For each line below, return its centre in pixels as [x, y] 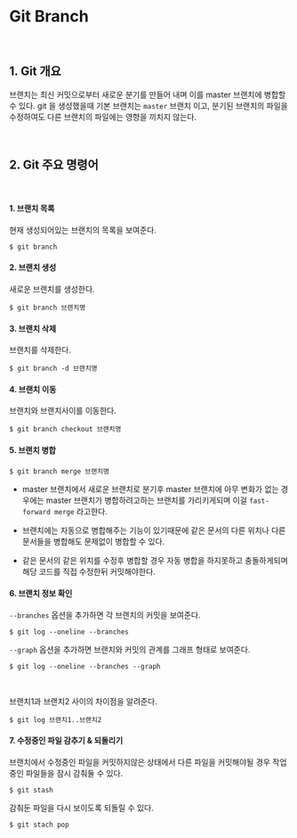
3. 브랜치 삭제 [33, 328]
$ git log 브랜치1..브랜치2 [56, 719]
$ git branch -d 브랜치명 [53, 369]
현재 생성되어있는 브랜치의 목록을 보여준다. [83, 230]
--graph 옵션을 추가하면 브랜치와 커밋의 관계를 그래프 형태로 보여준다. [130, 649]
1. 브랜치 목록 [32, 209]
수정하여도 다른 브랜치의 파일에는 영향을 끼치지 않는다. [103, 117]
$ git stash [31, 790]
